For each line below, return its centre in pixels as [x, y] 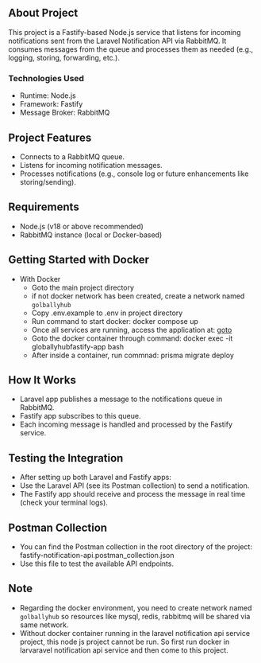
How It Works [42, 380]
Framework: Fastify [51, 104]
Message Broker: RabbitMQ [65, 113]
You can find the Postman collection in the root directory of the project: [136, 546]
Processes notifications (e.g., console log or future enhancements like [134, 174]
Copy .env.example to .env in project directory [107, 313]
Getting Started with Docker [79, 260]
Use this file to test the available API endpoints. [97, 564]
